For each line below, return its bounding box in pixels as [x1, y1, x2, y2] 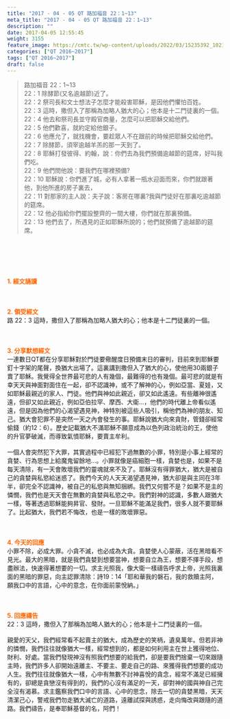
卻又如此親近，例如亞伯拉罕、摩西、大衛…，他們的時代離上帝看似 [25, 398, 211, 406]
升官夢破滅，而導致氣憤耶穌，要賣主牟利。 [12, 432, 133, 440]
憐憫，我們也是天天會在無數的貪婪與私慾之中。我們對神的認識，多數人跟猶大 [7, 490, 223, 499]
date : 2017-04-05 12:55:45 [7, 29, 84, 36]
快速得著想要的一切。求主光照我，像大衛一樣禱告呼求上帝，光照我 [30, 564, 217, 572]
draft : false [7, 61, 44, 68]
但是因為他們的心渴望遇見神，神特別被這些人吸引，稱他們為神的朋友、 [18, 406, 217, 414]
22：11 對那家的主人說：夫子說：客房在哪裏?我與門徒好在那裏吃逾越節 [23, 192, 221, 200]
